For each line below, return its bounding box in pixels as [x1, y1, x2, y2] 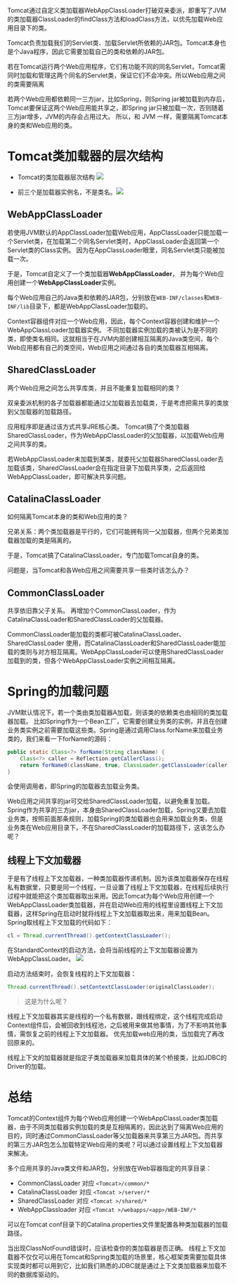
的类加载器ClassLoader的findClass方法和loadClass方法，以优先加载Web [7, 15, 217, 23]
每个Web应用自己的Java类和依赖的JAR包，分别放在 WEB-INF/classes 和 [7, 293, 210, 301]
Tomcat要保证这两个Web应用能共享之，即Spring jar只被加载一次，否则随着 [7, 104, 224, 112]
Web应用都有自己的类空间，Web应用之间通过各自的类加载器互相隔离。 [7, 343, 212, 351]
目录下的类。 [13, 24, 51, 32]
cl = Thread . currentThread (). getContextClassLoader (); [7, 932, 171, 939]
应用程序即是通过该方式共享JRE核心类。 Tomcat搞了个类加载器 [7, 422, 190, 431]
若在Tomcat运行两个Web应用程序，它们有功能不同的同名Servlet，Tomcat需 [7, 63, 226, 70]
